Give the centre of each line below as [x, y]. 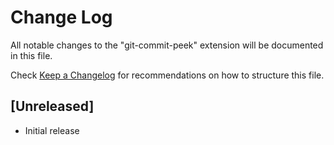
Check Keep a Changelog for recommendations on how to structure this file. [167, 75]
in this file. [31, 55]
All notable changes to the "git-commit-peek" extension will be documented [167, 45]
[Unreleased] [52, 106]
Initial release [52, 130]
